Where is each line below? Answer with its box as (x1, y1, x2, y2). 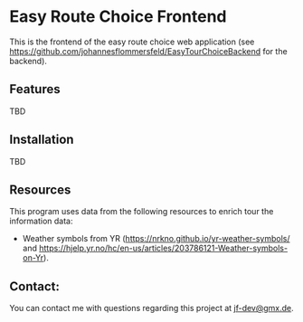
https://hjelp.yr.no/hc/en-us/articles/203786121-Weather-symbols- (39, 242, 288, 254)
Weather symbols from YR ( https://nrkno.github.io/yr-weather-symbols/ (22, 233, 290, 244)
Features (9, 81, 61, 97)
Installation (9, 132, 74, 147)
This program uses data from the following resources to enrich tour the (9, 206, 274, 217)
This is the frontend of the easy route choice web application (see (9, 36, 255, 47)
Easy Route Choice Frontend (9, 6, 228, 27)
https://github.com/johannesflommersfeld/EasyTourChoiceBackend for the (9, 45, 288, 56)
